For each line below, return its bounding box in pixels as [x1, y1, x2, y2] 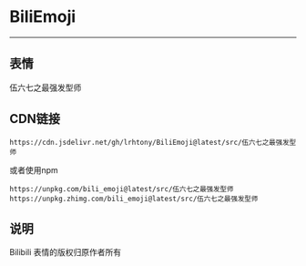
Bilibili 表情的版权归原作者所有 [9, 247, 122, 258]
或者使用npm [9, 164, 59, 175]
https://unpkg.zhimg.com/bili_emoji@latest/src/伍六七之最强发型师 [9, 194, 259, 203]
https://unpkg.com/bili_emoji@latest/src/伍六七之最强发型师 [9, 184, 234, 193]
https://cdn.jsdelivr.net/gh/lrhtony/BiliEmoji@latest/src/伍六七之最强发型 [9, 138, 297, 147]
